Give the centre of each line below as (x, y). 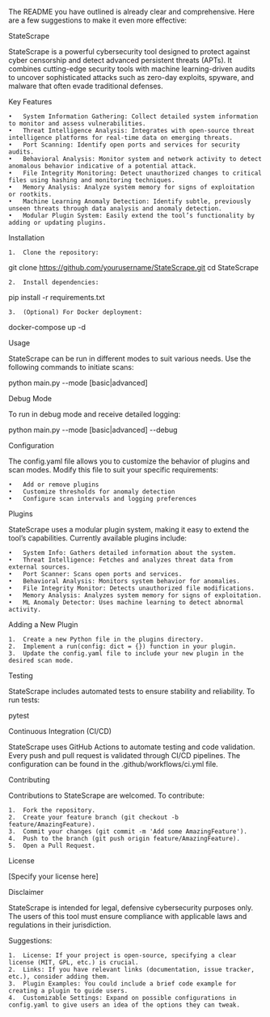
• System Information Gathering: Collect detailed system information (133, 117)
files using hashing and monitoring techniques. (92, 180)
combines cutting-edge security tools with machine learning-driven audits (132, 69)
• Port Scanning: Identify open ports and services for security (124, 145)
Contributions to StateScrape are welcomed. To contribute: (106, 795)
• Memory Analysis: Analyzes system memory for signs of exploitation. (135, 595)
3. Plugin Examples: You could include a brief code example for (122, 984)
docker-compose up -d (47, 327)
